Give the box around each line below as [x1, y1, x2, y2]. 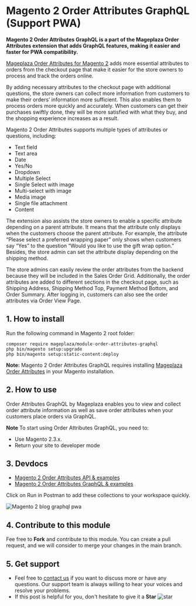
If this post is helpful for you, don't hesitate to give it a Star [14, 593, 157, 600]
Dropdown [14, 168, 40, 175]
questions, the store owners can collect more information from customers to [6, 90, 190, 97]
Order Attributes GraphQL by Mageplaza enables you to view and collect [6, 400, 181, 407]
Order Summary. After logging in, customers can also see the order [6, 291, 168, 298]
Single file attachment [14, 199, 68, 206]
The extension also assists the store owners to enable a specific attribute [6, 217, 183, 224]
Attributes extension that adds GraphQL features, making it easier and [6, 42, 180, 49]
